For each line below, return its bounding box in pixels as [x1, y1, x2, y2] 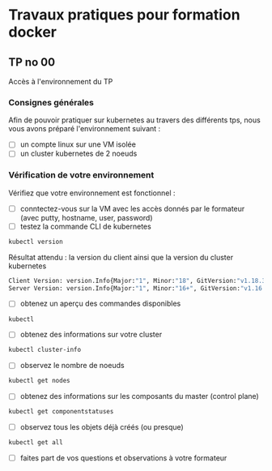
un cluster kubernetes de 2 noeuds [19, 148, 138, 159]
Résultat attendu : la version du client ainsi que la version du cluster [8, 252, 233, 262]
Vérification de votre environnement [8, 169, 155, 181]
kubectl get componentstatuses [8, 408, 114, 416]
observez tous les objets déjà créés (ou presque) [19, 422, 184, 432]
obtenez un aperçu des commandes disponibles [19, 298, 181, 309]
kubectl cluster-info [8, 346, 82, 354]
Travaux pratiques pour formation [8, 6, 240, 24]
